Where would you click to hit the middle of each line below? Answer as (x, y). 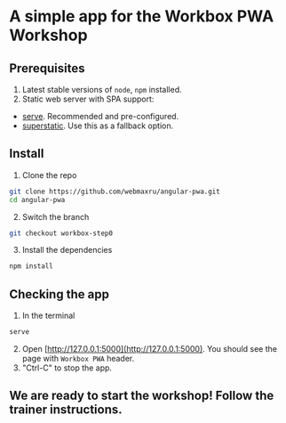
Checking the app (59, 294)
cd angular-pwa (37, 199)
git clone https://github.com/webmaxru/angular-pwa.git (115, 191)
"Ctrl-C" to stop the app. (67, 368)
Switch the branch (56, 216)
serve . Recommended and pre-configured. (100, 116)
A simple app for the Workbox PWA (142, 16)
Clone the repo (49, 175)
